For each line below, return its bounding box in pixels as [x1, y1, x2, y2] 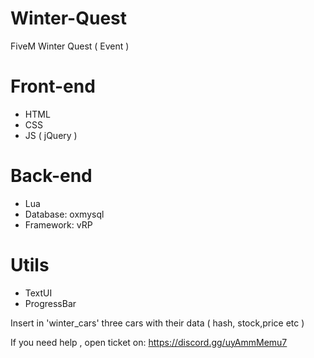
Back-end [10, 165, 93, 187]
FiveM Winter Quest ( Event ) [10, 40, 130, 52]
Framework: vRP [24, 218, 93, 231]
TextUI [24, 287, 53, 299]
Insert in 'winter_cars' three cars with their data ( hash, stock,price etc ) [10, 317, 305, 329]
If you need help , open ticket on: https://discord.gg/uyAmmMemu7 [10, 336, 288, 348]
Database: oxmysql [24, 208, 105, 220]
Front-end [10, 75, 96, 98]
